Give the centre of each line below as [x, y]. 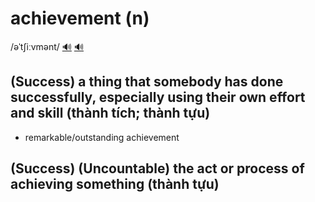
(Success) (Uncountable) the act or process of [157, 168]
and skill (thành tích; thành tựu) [110, 113]
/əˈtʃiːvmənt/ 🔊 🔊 [47, 46]
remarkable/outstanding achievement [102, 137]
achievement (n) [80, 18]
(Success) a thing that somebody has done [147, 82]
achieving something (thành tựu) [115, 184]
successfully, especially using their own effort [158, 97]
